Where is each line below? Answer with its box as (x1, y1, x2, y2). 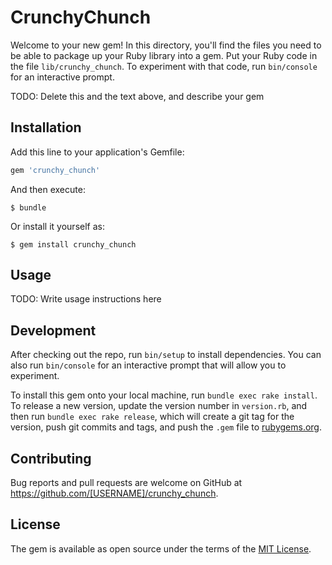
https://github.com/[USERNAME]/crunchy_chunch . (10, 487, 219, 500)
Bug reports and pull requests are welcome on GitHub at (10, 477, 243, 489)
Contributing (10, 450, 92, 467)
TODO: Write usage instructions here (10, 293, 162, 305)
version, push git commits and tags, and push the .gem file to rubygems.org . (10, 421, 323, 433)
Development (10, 322, 97, 339)
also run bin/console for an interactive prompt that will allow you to (10, 359, 287, 371)
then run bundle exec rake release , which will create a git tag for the (10, 411, 295, 423)
